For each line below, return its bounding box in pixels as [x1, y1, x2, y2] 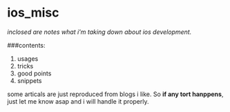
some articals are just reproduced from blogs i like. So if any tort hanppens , [7, 90, 224, 98]
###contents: [7, 41, 46, 49]
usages [17, 54, 39, 63]
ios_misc [7, 5, 60, 21]
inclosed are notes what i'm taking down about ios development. [7, 28, 192, 36]
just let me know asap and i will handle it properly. [7, 97, 150, 105]
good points [17, 69, 52, 77]
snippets [17, 76, 42, 84]
